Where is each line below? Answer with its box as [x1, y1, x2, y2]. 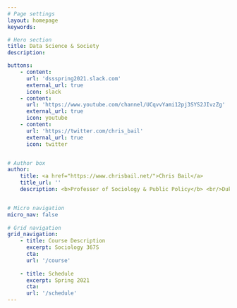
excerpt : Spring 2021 [25, 276, 90, 284]
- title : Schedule [20, 270, 74, 277]
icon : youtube [25, 114, 68, 122]
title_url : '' [20, 179, 61, 187]
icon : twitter [25, 140, 68, 148]
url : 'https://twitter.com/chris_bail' [25, 128, 143, 135]
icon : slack [25, 88, 61, 95]
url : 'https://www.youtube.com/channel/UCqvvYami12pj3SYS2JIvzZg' [25, 101, 226, 109]
